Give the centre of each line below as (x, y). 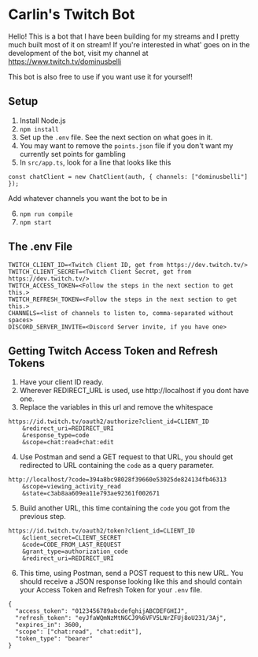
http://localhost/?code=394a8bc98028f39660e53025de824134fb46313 (117, 480)
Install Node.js (42, 121)
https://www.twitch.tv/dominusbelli (65, 61)
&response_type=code (56, 436)
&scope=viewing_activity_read (72, 487)
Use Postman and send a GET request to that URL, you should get (126, 457)
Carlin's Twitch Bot (72, 15)
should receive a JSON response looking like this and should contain (131, 581)
